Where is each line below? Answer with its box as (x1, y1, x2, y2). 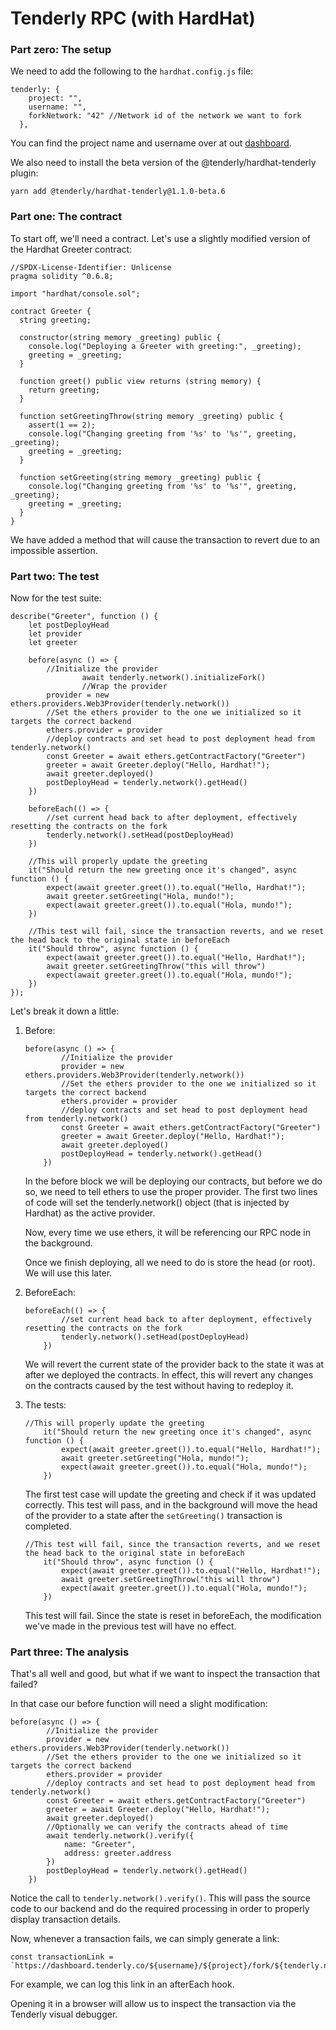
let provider (28, 629, 83, 639)
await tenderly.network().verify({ (46, 1831, 195, 1841)
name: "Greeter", (63, 1840, 137, 1850)
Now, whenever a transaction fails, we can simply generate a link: (10, 1933, 280, 1945)
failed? (10, 1678, 38, 1691)
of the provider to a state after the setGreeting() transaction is (24, 1510, 283, 1522)
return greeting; (28, 385, 101, 395)
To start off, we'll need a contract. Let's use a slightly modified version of (10, 232, 311, 244)
